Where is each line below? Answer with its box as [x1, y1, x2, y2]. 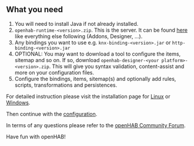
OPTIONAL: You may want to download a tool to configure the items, [14, 50, 181, 57]
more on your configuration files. [14, 69, 95, 76]
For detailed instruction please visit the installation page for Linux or [6, 93, 170, 100]
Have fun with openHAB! [6, 133, 66, 140]
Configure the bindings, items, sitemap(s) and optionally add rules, [14, 75, 176, 82]
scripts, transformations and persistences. [14, 82, 118, 89]
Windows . [6, 99, 31, 106]
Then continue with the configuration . [6, 110, 98, 117]
